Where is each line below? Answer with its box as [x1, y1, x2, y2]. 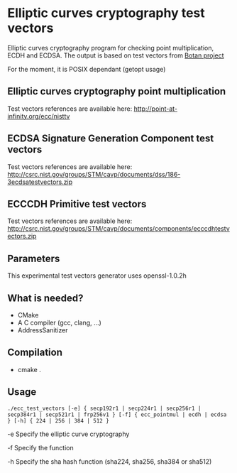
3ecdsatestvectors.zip [7, 178, 73, 186]
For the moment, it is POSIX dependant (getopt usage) [7, 65, 166, 73]
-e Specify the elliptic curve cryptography [7, 430, 130, 438]
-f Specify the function [7, 443, 74, 452]
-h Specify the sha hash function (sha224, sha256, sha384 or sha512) [7, 457, 212, 466]
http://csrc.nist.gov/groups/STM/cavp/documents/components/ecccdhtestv [7, 224, 231, 233]
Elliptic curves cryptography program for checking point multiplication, [7, 43, 214, 52]
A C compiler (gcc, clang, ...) [17, 318, 101, 327]
